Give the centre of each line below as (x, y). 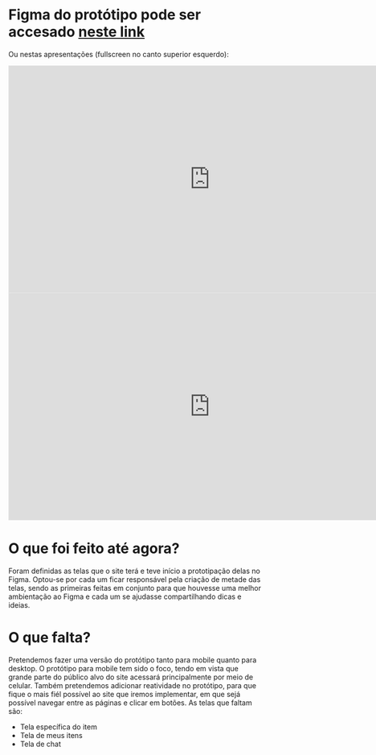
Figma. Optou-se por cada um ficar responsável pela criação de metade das (135, 579)
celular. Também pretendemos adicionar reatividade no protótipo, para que (133, 685)
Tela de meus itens (51, 735)
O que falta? (49, 638)
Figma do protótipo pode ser (105, 15)
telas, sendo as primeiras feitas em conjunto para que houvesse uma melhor (135, 588)
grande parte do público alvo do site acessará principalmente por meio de (131, 677)
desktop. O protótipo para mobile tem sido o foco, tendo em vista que (123, 668)
